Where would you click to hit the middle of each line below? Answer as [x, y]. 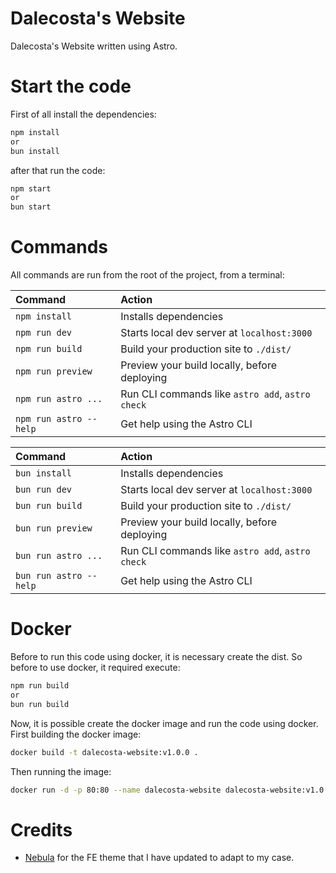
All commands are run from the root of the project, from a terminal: [147, 275]
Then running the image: [61, 771]
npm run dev [44, 333]
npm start [31, 188]
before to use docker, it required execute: [95, 667]
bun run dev [44, 490]
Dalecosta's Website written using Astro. [94, 46]
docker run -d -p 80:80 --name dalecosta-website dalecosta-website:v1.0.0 [171, 790]
